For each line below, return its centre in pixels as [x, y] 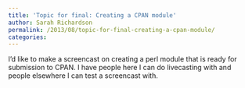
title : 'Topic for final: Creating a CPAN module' [92, 15]
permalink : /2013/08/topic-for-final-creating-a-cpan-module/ [112, 30]
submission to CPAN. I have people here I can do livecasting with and [120, 68]
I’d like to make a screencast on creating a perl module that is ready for [122, 59]
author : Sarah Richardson [50, 23]
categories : [27, 37]
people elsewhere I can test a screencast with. [83, 76]
